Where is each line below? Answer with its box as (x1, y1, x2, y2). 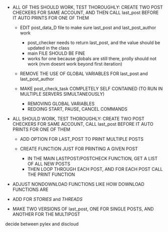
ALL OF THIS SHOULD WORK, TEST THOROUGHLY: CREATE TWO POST (12, 5, 163, 10)
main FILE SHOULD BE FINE (27, 50, 85, 56)
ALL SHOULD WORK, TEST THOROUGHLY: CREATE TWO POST (12, 116, 144, 122)
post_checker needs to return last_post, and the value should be (27, 40, 160, 46)
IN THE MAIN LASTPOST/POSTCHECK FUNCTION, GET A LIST (27, 155, 158, 161)
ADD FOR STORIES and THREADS (12, 196, 83, 202)
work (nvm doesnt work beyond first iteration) (27, 61, 123, 67)
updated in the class (27, 45, 70, 51)
